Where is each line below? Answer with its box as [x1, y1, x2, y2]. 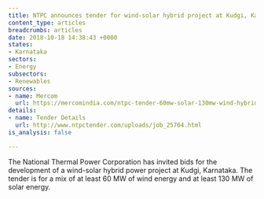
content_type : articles [8, 19, 86, 27]
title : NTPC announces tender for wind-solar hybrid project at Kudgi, [8, 11, 247, 20]
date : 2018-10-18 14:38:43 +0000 [8, 33, 118, 42]
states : [8, 41, 34, 49]
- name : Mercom [8, 92, 58, 100]
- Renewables [8, 77, 51, 85]
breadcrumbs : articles [8, 26, 82, 34]
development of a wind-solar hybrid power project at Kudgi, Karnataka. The [8, 165, 253, 175]
